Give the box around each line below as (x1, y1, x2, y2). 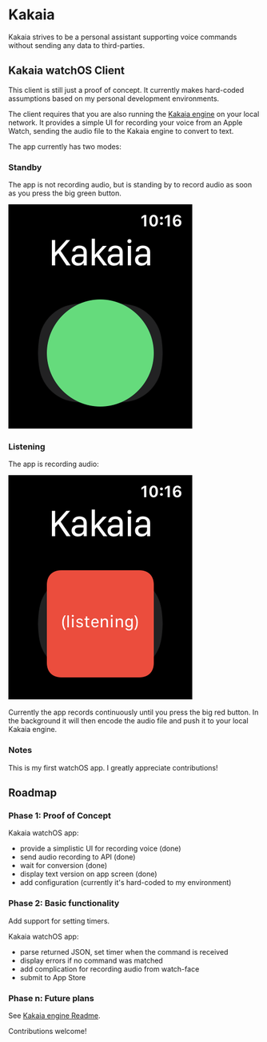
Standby (8, 162, 42, 173)
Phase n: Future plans (8, 992, 94, 1004)
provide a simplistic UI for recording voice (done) (19, 843, 181, 854)
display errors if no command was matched (19, 956, 164, 965)
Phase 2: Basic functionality (8, 898, 120, 909)
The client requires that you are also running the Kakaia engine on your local (8, 109, 260, 119)
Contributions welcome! (8, 1026, 87, 1036)
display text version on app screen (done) (19, 869, 157, 879)
